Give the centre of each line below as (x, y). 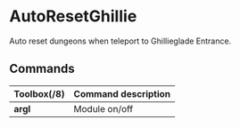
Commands (42, 69)
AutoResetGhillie (73, 16)
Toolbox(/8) (39, 93)
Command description (122, 93)
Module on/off (103, 108)
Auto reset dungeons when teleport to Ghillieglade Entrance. (120, 41)
